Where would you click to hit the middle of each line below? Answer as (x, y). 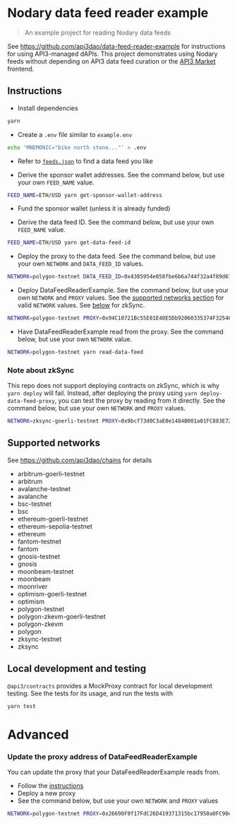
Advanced (38, 735)
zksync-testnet (39, 639)
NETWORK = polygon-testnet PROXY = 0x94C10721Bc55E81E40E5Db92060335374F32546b (121, 318)
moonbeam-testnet (45, 571)
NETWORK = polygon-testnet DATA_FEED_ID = (66, 277)
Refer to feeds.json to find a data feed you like (85, 161)
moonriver (32, 586)
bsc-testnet (34, 504)
